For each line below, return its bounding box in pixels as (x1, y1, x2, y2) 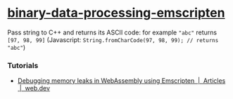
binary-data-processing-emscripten (7, 5, 225, 21)
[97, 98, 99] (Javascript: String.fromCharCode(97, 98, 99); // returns (7, 35, 219, 44)
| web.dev (19, 84, 51, 93)
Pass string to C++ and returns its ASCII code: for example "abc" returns (7, 28, 217, 37)
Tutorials (7, 60, 39, 70)
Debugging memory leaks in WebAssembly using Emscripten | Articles (17, 77, 226, 85)
